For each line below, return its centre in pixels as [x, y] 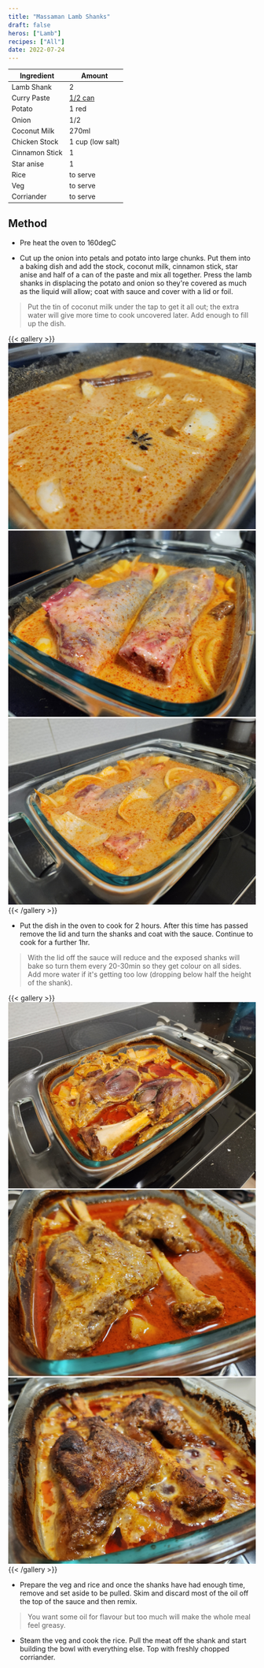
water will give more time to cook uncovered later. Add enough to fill [138, 315]
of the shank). [50, 982]
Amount [95, 76]
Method [28, 223]
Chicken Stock [35, 142]
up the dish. [47, 323]
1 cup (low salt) [95, 142]
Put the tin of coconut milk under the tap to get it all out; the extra [133, 307]
